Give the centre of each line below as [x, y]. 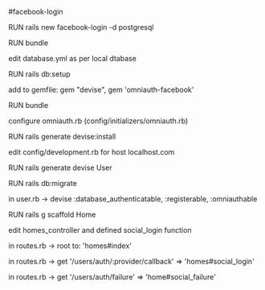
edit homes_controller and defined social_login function [100, 230]
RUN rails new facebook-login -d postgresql [81, 27]
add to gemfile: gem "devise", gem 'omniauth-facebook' [101, 89]
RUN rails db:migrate [43, 183]
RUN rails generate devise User [60, 168]
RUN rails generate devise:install [62, 137]
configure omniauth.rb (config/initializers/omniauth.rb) [98, 121]
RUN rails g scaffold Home [52, 214]
